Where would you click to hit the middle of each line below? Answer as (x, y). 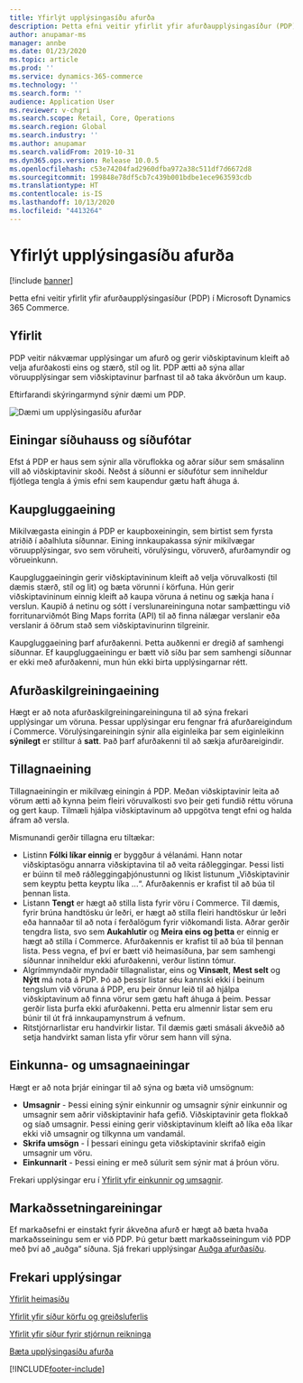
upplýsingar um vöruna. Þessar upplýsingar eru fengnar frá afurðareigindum (151, 721)
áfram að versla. (40, 820)
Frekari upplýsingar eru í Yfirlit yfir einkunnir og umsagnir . (116, 1180)
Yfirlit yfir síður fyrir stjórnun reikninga (80, 1334)
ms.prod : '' (32, 69)
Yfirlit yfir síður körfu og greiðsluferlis (79, 1317)
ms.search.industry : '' (54, 135)
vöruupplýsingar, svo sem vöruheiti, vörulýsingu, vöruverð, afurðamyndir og (150, 551)
